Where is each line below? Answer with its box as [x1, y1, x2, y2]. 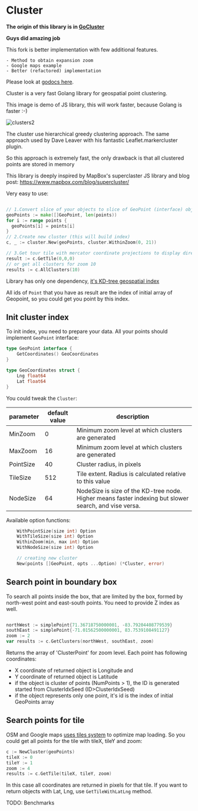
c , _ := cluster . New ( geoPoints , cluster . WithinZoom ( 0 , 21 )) [6, 240, 157, 245]
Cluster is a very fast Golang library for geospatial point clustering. [6, 89, 168, 96]
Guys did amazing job [6, 34, 61, 41]
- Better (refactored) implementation [6, 67, 101, 74]
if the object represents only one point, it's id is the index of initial [14, 692, 174, 699]
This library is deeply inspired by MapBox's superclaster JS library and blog [6, 172, 190, 179]
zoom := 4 [6, 765, 31, 771]
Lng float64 [16, 373, 46, 379]
